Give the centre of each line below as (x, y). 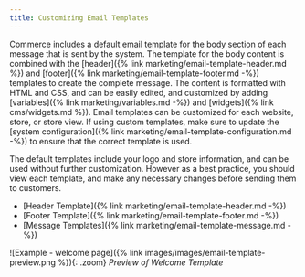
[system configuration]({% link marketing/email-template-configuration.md (151, 131)
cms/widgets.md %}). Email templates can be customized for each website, (152, 112)
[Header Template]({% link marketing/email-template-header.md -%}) (154, 206)
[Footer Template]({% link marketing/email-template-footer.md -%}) (151, 215)
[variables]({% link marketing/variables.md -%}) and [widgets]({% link (142, 102)
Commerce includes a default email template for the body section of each (148, 44)
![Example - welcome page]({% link (76, 252)
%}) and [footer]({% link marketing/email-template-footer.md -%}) (135, 73)
